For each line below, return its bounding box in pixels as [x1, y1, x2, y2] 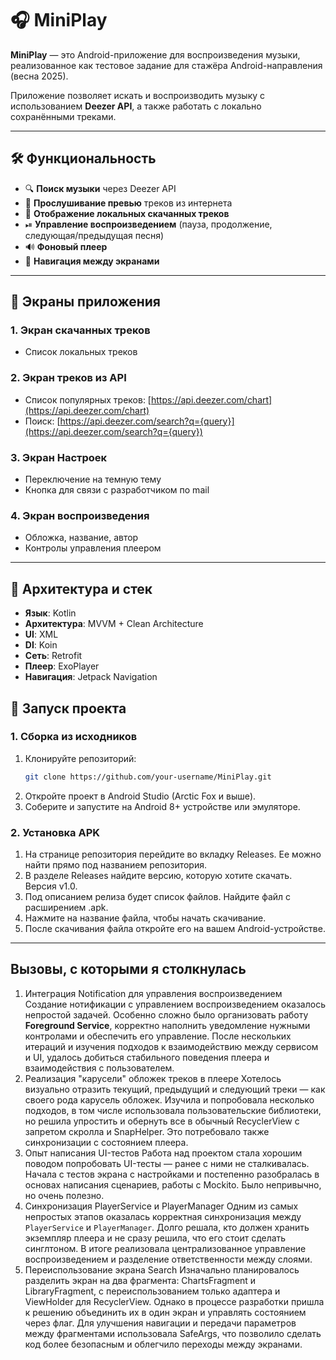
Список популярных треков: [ [24, 393, 152, 406]
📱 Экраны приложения [10, 293, 161, 311]
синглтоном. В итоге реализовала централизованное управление [24, 1242, 307, 1254]
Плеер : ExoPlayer [24, 660, 100, 672]
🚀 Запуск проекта [10, 700, 127, 717]
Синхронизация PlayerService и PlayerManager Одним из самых [24, 1200, 299, 1212]
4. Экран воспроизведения [10, 508, 150, 522]
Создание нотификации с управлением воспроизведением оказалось [24, 998, 326, 1010]
